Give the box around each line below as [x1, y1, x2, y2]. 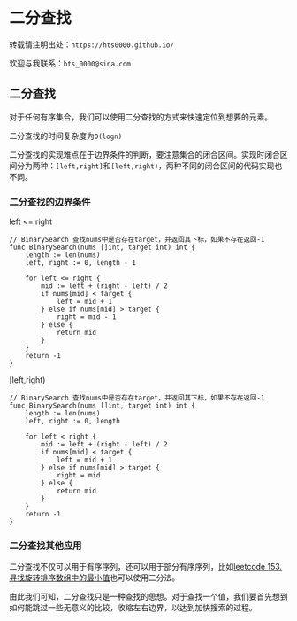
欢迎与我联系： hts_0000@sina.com [9, 58, 131, 68]
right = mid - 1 [56, 313, 117, 322]
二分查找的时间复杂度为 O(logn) [9, 130, 123, 141]
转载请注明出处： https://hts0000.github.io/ [9, 39, 175, 50]
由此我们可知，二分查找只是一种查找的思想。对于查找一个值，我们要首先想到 [9, 591, 288, 602]
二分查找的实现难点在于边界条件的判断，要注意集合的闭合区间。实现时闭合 [9, 149, 280, 159]
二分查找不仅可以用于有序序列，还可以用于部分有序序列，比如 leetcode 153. [9, 562, 283, 572]
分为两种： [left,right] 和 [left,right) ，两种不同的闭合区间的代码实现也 [16, 160, 283, 171]
